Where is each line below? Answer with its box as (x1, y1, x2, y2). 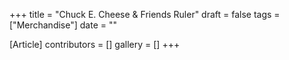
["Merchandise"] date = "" (9, 19, 117, 31)
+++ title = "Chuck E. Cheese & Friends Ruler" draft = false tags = (9, 9, 281, 20)
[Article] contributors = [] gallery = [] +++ (9, 39, 181, 50)
